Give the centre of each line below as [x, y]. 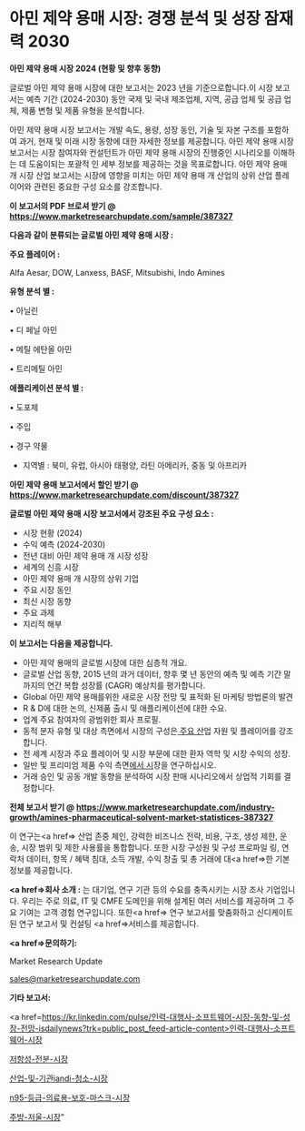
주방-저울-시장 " [37, 1116]
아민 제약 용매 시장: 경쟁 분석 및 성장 [135, 19]
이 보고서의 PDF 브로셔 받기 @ [63, 206]
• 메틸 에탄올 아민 [41, 349]
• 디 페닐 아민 [34, 329]
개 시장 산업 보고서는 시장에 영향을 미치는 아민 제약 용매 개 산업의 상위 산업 [141, 175]
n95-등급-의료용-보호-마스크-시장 [70, 1097]
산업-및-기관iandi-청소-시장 [59, 1078]
